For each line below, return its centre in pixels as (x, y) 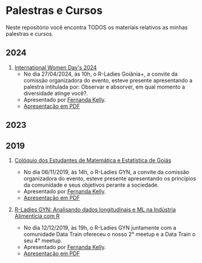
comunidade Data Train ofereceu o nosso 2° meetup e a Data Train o (109, 234)
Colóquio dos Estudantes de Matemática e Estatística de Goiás (93, 160)
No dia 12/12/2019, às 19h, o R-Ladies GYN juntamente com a (100, 227)
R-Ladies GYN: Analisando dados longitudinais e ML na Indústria (95, 209)
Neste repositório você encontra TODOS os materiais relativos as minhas (97, 27)
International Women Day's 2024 (56, 67)
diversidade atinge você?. (56, 93)
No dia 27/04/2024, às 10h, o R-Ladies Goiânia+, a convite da (101, 74)
